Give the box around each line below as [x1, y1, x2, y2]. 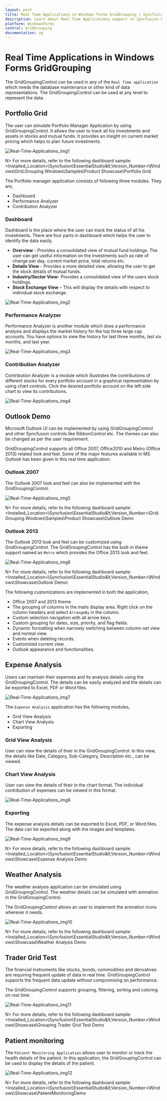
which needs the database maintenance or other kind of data [5, 84, 130, 90]
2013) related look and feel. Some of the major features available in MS [5, 451, 151, 457]
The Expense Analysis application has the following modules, [5, 704, 130, 710]
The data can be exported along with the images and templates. [5, 826, 136, 832]
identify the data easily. [5, 238, 53, 244]
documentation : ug [5, 30, 43, 35]
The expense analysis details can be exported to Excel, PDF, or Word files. [5, 821, 158, 827]
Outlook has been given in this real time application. [5, 456, 111, 462]
